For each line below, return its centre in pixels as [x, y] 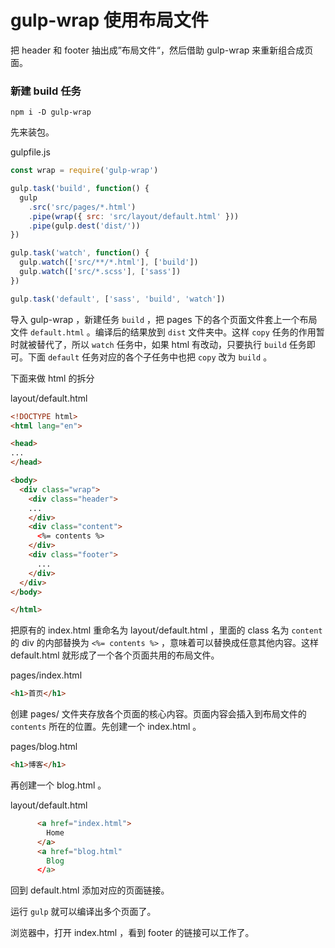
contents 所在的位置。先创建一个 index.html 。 [106, 727]
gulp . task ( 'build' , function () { [80, 189]
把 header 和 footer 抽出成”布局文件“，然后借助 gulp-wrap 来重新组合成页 [162, 50]
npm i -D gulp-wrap [51, 112]
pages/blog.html [44, 747]
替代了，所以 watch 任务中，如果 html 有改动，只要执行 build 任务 [171, 344]
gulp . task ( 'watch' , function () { [80, 253]
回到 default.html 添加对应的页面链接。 [90, 890]
